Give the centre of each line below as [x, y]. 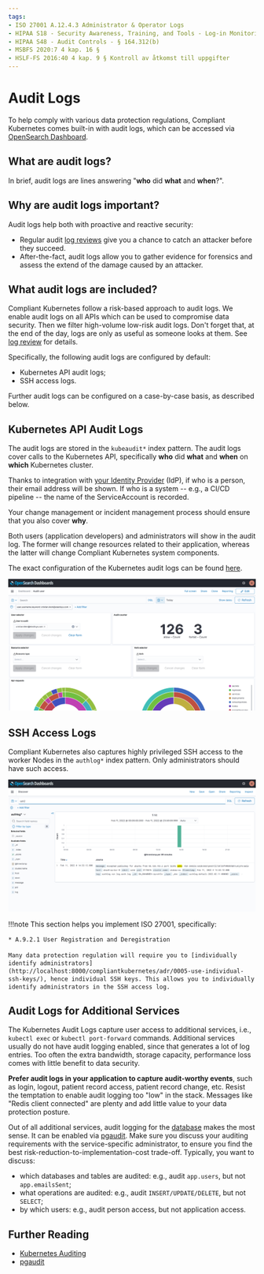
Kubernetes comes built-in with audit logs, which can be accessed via [121, 128]
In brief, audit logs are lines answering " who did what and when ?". [116, 181]
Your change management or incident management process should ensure [129, 512]
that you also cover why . [48, 521]
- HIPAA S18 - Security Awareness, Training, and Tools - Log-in [117, 33]
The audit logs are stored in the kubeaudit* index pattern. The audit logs [125, 449]
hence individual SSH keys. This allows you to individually [152, 979]
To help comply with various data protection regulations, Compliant [117, 120]
